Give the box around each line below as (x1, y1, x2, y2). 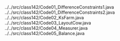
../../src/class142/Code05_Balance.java (4, 31, 85, 36)
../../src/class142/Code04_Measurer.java (4, 25, 88, 31)
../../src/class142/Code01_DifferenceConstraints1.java (4, 4, 114, 10)
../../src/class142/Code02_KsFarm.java (4, 15, 84, 20)
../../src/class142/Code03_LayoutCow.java (4, 20, 92, 26)
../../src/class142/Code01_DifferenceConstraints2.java (4, 9, 115, 15)
